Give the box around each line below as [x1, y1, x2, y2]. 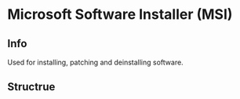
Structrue [7, 80, 56, 93]
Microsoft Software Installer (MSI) [7, 5, 233, 24]
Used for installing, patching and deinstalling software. [7, 57, 184, 67]
